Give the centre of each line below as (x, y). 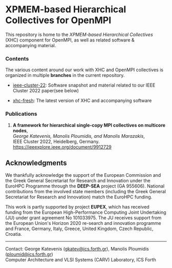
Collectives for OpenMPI (58, 20)
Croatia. (14, 234)
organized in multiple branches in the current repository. (65, 75)
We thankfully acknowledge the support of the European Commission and (83, 175)
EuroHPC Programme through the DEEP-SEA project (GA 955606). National (85, 186)
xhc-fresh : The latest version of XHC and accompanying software (82, 100)
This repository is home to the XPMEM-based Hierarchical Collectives (79, 34)
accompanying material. (31, 45)
